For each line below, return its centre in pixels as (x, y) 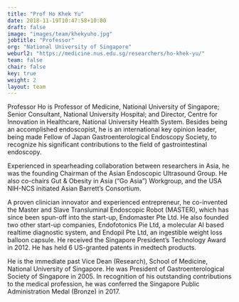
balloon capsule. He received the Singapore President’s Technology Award (117, 240)
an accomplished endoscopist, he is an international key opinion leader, (112, 129)
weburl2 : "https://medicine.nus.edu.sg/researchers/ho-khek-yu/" (106, 54)
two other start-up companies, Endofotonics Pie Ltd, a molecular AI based (116, 225)
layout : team (27, 87)
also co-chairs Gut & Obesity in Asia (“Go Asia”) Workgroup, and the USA (115, 181)
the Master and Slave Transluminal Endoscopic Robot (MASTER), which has (118, 210)
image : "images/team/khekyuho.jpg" (60, 34)
